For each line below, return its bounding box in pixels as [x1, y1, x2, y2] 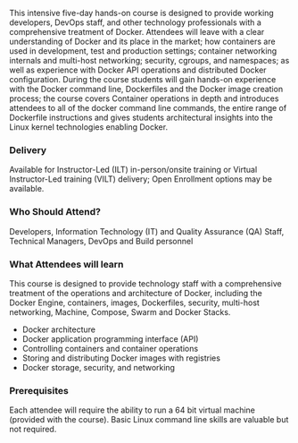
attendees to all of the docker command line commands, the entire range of [9, 103, 287, 113]
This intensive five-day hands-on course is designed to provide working [9, 8, 274, 18]
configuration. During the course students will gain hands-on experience [9, 74, 277, 84]
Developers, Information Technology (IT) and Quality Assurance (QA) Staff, [9, 226, 285, 236]
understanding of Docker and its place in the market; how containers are [9, 36, 276, 47]
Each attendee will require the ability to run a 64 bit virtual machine [9, 405, 256, 415]
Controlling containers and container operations [21, 343, 199, 354]
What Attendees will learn [9, 258, 124, 270]
